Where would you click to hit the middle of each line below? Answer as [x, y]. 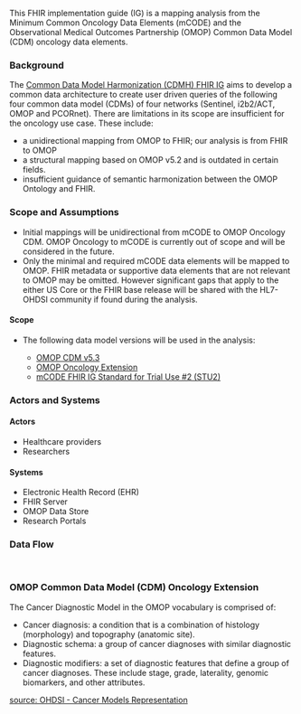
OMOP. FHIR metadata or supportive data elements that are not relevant [156, 270]
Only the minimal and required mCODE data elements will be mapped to [156, 260]
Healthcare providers [62, 441]
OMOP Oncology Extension [87, 367]
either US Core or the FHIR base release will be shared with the [140, 289]
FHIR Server [45, 502]
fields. [34, 170]
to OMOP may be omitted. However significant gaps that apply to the [150, 280]
